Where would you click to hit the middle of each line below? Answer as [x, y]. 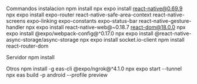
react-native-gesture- [165, 21]
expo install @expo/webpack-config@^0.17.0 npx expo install [80, 33]
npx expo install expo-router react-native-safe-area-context [79, 15]
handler [15, 27]
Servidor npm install [30, 57]
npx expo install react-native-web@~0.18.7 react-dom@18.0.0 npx [106, 27]
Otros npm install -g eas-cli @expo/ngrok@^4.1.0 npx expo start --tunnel [94, 69]
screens [16, 21]
